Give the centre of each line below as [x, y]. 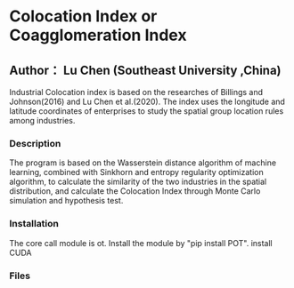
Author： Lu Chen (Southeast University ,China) [146, 70]
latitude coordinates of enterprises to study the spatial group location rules [147, 111]
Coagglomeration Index [98, 35]
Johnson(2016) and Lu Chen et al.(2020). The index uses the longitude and [147, 101]
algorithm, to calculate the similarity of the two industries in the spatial [138, 182]
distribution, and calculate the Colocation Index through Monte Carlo [135, 191]
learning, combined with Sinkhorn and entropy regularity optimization [137, 172]
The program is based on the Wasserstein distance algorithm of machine [143, 163]
